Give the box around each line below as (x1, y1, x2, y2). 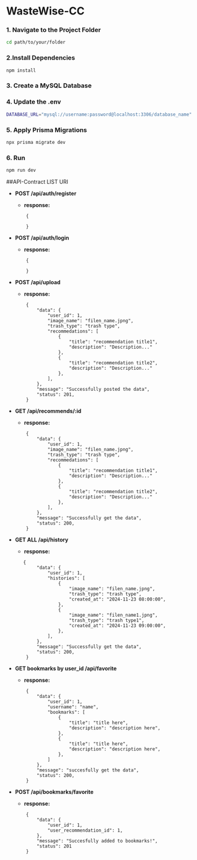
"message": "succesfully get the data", (37, 767, 139, 773)
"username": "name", (47, 703, 99, 710)
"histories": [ (47, 575, 85, 581)
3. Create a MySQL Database (6, 81, 92, 90)
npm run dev (6, 167, 36, 173)
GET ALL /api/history (14, 536, 68, 543)
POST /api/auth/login (14, 234, 69, 241)
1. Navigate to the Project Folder (6, 26, 101, 34)
